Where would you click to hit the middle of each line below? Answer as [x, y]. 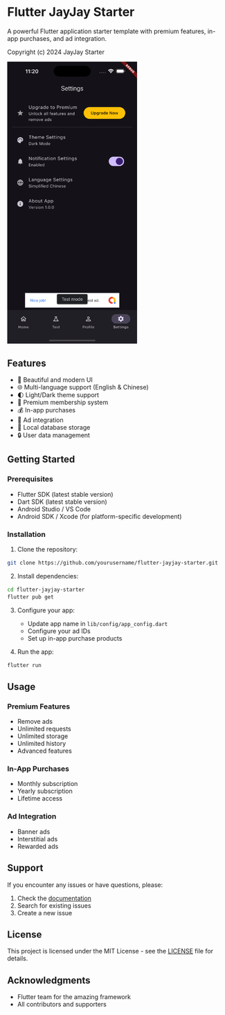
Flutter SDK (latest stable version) [65, 494]
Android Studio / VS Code [54, 509]
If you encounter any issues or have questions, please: [85, 885]
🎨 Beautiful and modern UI [55, 380]
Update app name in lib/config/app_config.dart [98, 623]
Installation [27, 534]
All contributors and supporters [62, 1005]
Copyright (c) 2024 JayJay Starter [56, 52]
